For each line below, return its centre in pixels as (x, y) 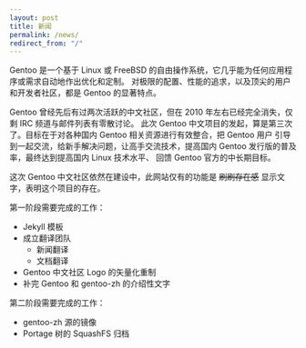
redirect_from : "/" (46, 43)
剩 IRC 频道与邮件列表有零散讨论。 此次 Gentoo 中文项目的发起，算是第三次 (151, 124)
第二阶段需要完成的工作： (57, 303)
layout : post (34, 18)
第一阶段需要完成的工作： (57, 208)
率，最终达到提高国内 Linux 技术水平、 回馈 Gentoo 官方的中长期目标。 (143, 158)
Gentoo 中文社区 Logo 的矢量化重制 (89, 273)
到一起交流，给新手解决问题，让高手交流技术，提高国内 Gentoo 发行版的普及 (153, 146)
